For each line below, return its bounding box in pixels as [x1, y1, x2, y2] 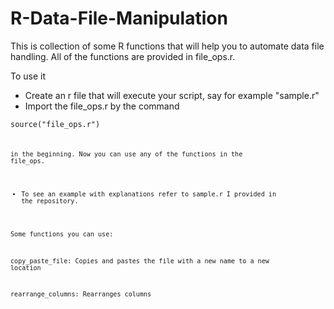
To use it [10, 70, 47, 82]
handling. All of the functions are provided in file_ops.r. [10, 50, 236, 62]
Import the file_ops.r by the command [24, 100, 180, 112]
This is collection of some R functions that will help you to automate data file [10, 40, 325, 52]
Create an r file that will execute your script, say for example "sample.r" [24, 89, 320, 101]
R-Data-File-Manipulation [10, 7, 228, 30]
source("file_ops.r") [10, 119, 101, 129]
